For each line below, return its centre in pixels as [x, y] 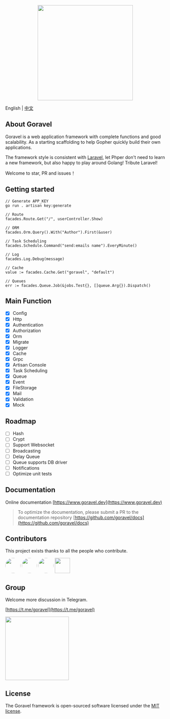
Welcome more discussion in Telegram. [46, 600]
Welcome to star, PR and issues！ [40, 173]
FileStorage [25, 388]
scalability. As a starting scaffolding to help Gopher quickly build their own [83, 142]
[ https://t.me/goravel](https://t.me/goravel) [50, 610]
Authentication [28, 324]
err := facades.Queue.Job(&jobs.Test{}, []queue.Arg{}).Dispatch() [78, 285]
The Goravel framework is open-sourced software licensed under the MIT [82, 706]
